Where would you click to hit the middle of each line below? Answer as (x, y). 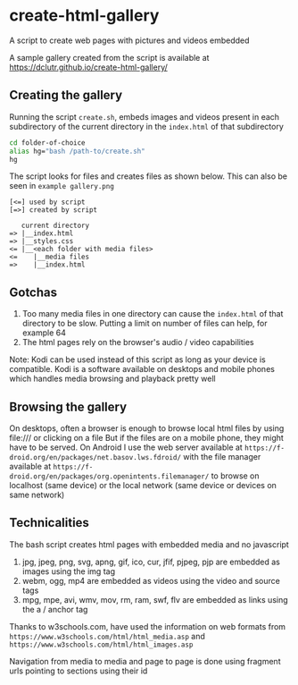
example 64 (44, 333)
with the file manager (222, 457)
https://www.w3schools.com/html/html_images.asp (101, 645)
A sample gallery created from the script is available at (109, 57)
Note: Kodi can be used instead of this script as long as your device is (137, 359)
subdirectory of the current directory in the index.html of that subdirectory (146, 126)
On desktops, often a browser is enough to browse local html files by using (147, 428)
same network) (37, 495)
